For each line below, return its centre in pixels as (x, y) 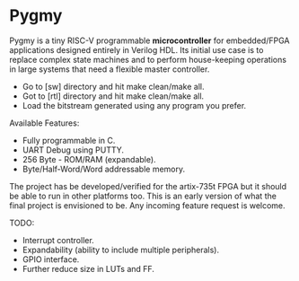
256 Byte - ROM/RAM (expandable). (89, 159)
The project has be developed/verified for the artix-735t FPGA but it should (148, 186)
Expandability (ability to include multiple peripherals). (121, 250)
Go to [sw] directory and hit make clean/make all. (113, 86)
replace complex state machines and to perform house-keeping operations (148, 59)
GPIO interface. (51, 259)
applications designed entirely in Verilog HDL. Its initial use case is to (136, 49)
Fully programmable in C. (69, 140)
